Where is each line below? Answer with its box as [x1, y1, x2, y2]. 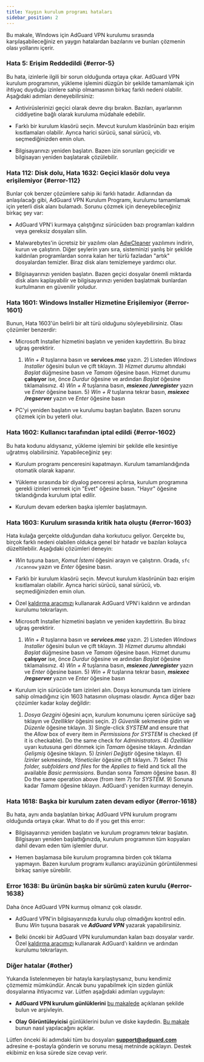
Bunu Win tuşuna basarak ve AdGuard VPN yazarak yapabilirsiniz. [15, 921, 182, 928]
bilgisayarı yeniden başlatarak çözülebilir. [15, 153, 118, 161]
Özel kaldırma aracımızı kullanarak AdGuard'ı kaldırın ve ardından [15, 939, 178, 947]
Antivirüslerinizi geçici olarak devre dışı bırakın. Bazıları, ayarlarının [15, 104, 182, 111]
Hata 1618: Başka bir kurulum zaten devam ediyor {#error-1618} [6, 797, 197, 805]
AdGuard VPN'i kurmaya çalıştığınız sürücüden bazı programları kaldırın [15, 221, 195, 228]
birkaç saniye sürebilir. [15, 867, 72, 874]
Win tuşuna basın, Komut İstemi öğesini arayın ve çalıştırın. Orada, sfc [15, 556, 190, 564]
